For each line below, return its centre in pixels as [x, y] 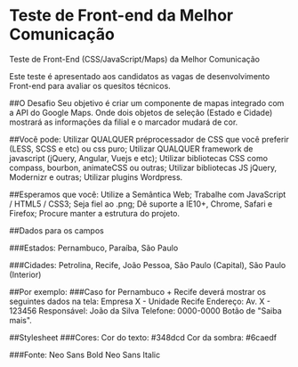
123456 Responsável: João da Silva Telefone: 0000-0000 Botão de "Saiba [145, 310]
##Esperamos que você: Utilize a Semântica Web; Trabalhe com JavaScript [148, 194]
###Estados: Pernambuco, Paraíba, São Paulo [94, 248]
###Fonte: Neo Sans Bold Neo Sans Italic [85, 355]
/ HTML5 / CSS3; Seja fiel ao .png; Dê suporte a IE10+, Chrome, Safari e [141, 204]
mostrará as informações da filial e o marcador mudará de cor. [124, 122]
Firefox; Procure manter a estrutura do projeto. [95, 213]
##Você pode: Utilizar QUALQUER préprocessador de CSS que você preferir [149, 139]
